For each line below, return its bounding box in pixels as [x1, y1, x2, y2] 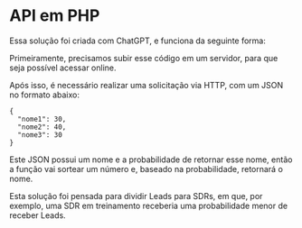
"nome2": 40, [17, 123, 67, 132]
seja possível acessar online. [9, 62, 117, 73]
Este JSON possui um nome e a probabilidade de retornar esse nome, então [9, 154, 293, 165]
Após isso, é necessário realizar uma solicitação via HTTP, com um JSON [9, 79, 284, 90]
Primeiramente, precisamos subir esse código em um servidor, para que [9, 52, 278, 63]
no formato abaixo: [9, 89, 80, 100]
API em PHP [9, 5, 100, 26]
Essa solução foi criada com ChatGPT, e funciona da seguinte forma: [9, 35, 267, 46]
